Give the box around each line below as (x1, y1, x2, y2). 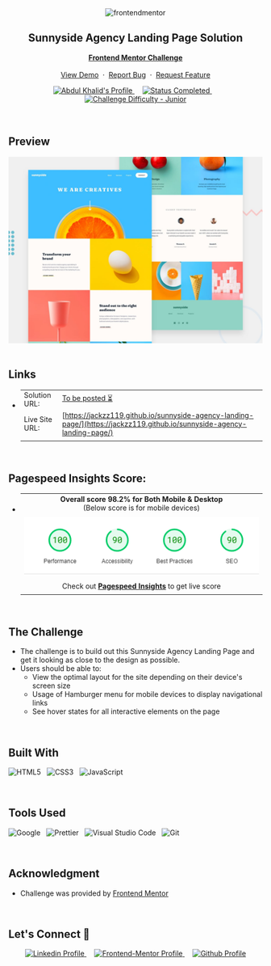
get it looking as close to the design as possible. (19, 655, 181, 665)
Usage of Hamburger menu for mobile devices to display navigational (31, 690, 263, 699)
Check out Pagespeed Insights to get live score (61, 581, 222, 591)
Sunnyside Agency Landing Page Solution (27, 32, 244, 45)
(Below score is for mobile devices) (83, 503, 200, 513)
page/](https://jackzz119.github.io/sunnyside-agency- (61, 419, 248, 428)
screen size (31, 681, 71, 690)
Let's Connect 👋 (8, 927, 90, 941)
